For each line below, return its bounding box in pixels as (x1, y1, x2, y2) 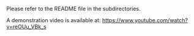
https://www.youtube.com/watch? (102, 17, 188, 23)
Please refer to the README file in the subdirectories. (6, 5, 141, 12)
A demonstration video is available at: (6, 17, 101, 23)
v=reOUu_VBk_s (6, 23, 47, 30)
